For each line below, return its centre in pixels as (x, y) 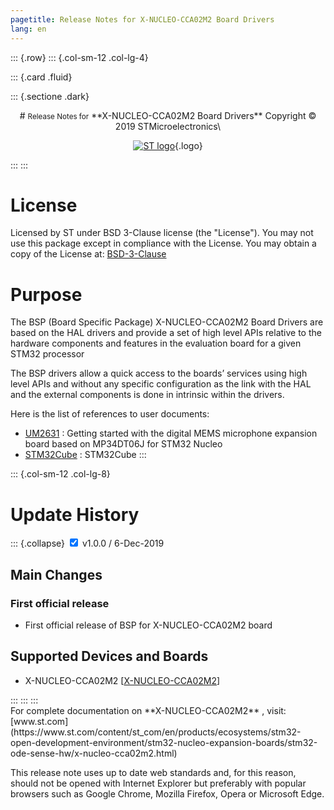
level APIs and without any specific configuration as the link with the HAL (161, 384)
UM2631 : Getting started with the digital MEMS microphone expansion (171, 433)
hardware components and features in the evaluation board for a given (156, 343)
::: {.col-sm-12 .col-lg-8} (60, 474)
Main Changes (56, 574)
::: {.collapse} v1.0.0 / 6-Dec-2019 (87, 543)
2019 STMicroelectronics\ (168, 126)
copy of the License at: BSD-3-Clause (88, 254)
